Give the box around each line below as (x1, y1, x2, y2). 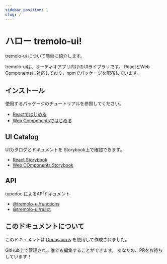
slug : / (5, 12, 22, 17)
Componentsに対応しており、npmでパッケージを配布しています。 (5, 70, 141, 76)
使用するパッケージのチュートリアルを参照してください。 (5, 100, 124, 107)
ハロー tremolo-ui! (5, 35, 82, 47)
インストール (5, 86, 45, 95)
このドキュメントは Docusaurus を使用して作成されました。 (5, 236, 130, 242)
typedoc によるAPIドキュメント (5, 190, 70, 197)
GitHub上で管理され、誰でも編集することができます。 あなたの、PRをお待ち (5, 247, 163, 253)
